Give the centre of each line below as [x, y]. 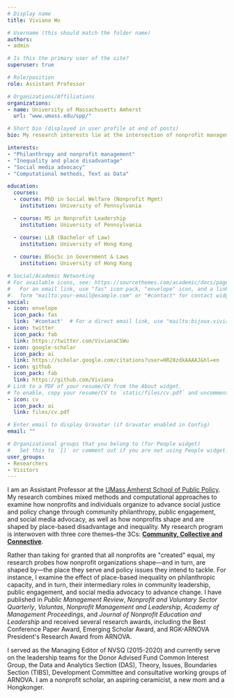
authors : [20, 39]
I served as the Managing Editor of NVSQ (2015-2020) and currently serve [114, 651]
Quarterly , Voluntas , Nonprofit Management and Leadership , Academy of [113, 607]
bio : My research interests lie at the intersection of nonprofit [106, 135]
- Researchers [28, 463]
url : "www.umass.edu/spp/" [53, 116]
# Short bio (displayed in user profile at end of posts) [93, 129]
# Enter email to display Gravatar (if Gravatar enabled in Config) [109, 425]
